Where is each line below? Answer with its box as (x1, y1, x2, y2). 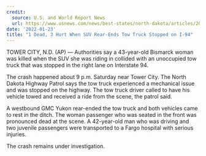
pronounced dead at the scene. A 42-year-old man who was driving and (6, 117, 189, 125)
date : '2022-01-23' (6, 26, 56, 32)
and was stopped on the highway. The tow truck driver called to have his (6, 86, 190, 94)
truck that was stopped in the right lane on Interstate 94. (6, 62, 149, 69)
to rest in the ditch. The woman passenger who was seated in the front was (6, 111, 197, 119)
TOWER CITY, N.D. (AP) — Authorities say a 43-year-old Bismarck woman (6, 48, 194, 56)
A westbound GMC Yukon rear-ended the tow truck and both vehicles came (6, 105, 198, 112)
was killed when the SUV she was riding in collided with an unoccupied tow (6, 55, 197, 62)
